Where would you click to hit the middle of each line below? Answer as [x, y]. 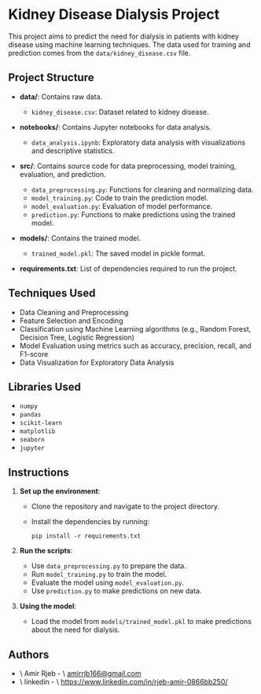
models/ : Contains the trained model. [80, 238]
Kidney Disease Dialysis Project [114, 15]
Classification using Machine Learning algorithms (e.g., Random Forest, [135, 329]
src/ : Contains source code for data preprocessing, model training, [128, 166]
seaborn [32, 440]
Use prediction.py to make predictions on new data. [116, 591]
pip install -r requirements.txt [86, 536]
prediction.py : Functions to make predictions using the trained [133, 215]
